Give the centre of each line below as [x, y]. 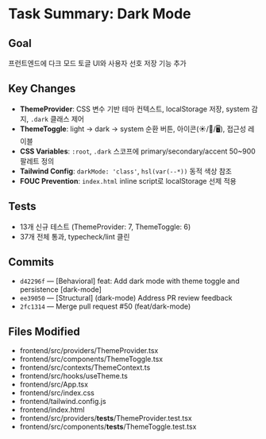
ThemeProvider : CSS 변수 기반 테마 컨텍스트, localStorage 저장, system [135, 109]
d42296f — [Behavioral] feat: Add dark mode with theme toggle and [129, 281]
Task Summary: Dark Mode [100, 14]
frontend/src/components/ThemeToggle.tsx [91, 359]
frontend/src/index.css [57, 393]
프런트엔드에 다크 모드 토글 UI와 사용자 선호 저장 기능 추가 [97, 63]
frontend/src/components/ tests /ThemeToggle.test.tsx [108, 427]
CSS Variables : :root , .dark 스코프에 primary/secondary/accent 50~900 [137, 151]
